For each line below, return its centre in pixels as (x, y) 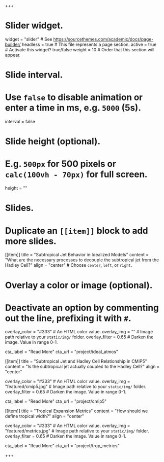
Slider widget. (34, 26)
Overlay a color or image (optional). (79, 285)
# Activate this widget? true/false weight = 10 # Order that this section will (80, 49)
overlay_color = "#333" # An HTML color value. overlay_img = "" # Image (79, 332)
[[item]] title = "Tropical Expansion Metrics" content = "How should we (77, 411)
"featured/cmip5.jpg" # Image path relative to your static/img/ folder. (76, 387)
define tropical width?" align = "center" (45, 416)
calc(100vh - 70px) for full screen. (76, 174)
